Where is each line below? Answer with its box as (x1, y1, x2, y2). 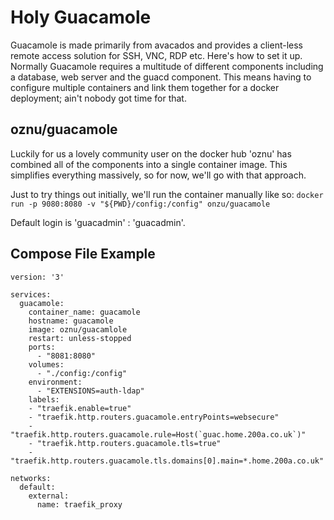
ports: (28, 342, 56, 352)
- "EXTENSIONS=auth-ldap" (36, 386, 145, 396)
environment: (28, 377, 83, 387)
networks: (10, 473, 52, 483)
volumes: (28, 359, 65, 370)
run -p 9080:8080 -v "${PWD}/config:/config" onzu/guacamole (10, 199, 271, 209)
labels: (28, 394, 60, 405)
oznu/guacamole (10, 121, 118, 138)
